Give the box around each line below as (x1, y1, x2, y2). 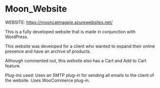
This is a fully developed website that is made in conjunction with (5, 29, 136, 34)
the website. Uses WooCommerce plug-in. (5, 77, 90, 83)
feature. (5, 63, 21, 69)
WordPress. (5, 34, 29, 40)
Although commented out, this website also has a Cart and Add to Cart (5, 58, 147, 63)
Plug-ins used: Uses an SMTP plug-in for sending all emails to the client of (5, 72, 154, 78)
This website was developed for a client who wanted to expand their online (5, 43, 155, 49)
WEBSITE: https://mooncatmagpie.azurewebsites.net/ (5, 19, 113, 25)
